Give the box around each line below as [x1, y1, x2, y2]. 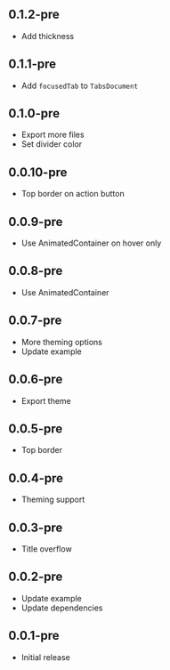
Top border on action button [20, 189, 125, 199]
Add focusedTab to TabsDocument [20, 80, 139, 91]
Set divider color [20, 139, 83, 149]
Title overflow [20, 543, 72, 554]
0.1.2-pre [8, 7, 60, 22]
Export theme [20, 395, 72, 406]
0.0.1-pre [8, 628, 60, 643]
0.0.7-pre [8, 313, 62, 328]
